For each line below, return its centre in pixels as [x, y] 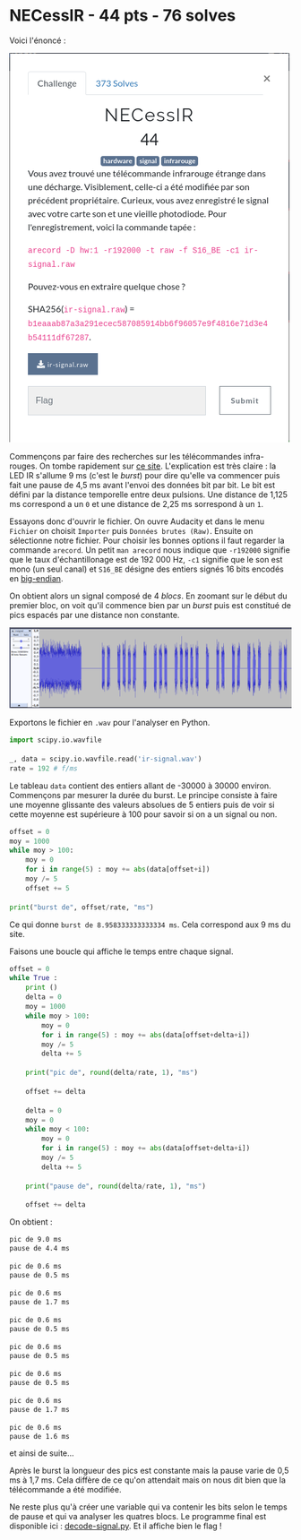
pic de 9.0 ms [36, 1240]
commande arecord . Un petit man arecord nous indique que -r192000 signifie [150, 550]
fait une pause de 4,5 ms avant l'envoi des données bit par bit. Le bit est [142, 485]
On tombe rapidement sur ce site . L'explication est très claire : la [158, 466]
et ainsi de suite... [42, 1453]
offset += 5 [47, 888]
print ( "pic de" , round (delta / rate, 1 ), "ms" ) [112, 1073]
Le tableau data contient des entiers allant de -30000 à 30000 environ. [140, 786]
